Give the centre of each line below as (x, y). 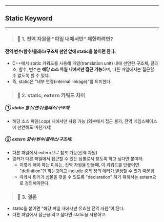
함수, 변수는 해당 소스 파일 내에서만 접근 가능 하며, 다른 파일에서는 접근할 (87, 69)
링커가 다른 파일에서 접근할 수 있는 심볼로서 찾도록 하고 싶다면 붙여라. (78, 159)
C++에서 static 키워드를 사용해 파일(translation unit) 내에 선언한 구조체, (81, 63)
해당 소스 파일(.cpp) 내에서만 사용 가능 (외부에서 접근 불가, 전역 (72, 121)
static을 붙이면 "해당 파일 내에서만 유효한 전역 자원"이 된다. (68, 208)
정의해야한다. (37, 183)
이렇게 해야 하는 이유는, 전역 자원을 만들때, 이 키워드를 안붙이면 (79, 164)
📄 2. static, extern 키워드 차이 (51, 95)
